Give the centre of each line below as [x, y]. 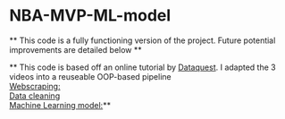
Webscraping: [35, 86]
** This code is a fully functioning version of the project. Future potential [142, 40]
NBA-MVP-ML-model [90, 16]
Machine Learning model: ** [60, 105]
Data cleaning [35, 96]
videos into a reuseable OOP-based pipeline [90, 76]
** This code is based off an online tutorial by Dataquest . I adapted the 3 [142, 67]
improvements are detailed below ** [75, 49]
